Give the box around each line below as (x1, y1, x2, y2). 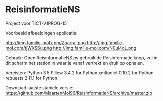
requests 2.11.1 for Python (5, 75, 58, 81)
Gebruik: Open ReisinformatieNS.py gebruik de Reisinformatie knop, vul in (5, 54, 158, 61)
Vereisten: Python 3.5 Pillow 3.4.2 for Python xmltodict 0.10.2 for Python (5, 69, 154, 76)
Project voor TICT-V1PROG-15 (5, 20, 67, 26)
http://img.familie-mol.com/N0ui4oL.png (53, 45, 137, 51)
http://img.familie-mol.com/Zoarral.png (5, 39, 86, 46)
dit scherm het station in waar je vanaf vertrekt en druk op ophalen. (5, 60, 144, 66)
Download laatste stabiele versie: (5, 84, 74, 91)
